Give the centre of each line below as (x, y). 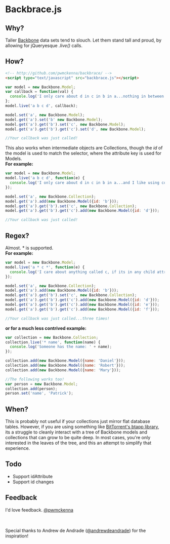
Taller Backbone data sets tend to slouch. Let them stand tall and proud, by (83, 40)
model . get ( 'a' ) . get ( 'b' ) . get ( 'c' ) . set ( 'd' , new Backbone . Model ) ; (76, 129)
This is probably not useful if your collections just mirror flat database (78, 421)
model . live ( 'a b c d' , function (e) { (45, 178)
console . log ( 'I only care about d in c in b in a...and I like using (84, 183)
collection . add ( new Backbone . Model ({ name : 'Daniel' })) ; (65, 361)
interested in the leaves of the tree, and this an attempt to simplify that (78, 443)
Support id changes (33, 482)
